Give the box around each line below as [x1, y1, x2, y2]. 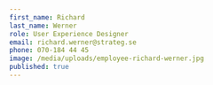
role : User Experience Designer [9, 29, 129, 38]
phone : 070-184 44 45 [9, 46, 90, 55]
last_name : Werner [9, 21, 77, 30]
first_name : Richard [9, 12, 86, 22]
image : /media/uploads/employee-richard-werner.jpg [9, 54, 204, 63]
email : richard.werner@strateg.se [9, 37, 138, 47]
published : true [9, 63, 69, 72]
